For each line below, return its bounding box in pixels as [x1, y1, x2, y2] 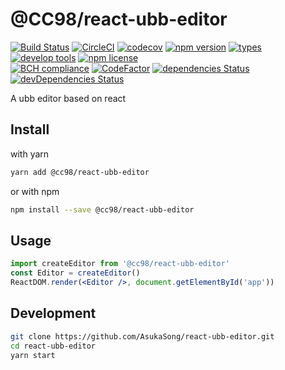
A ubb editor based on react [10, 92, 127, 104]
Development [10, 305, 97, 322]
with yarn [10, 148, 50, 160]
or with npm [10, 185, 60, 197]
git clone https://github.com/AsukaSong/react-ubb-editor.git [10, 331, 275, 342]
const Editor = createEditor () [10, 268, 141, 278]
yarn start [10, 350, 56, 360]
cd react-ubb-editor [10, 341, 97, 351]
